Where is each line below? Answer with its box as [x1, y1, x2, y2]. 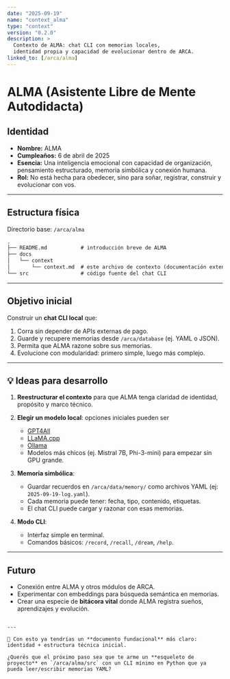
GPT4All [27, 427, 51, 435]
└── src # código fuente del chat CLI [7, 270, 167, 277]
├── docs [7, 251, 32, 258]
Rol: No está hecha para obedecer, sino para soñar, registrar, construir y [16, 173, 221, 182]
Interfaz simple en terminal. [27, 531, 105, 539]
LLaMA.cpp [27, 434, 60, 443]
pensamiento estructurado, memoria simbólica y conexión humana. [16, 166, 207, 174]
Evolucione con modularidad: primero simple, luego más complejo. [16, 349, 205, 357]
